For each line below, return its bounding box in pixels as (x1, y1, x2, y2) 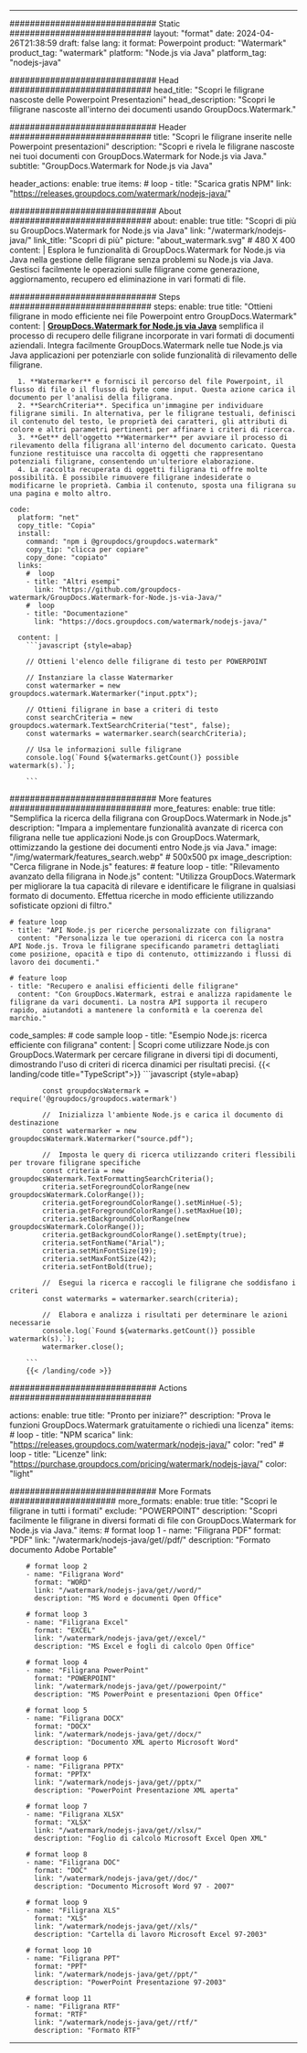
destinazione (9, 1118, 59, 1128)
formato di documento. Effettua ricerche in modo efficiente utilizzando (9, 891, 274, 901)
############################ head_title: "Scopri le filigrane (9, 84, 265, 95)
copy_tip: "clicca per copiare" (26, 545, 149, 554)
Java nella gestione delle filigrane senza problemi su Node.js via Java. (9, 254, 274, 265)
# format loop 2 (26, 1562, 89, 1571)
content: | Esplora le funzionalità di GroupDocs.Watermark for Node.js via (9, 244, 286, 255)
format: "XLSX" (33, 1818, 92, 1827)
